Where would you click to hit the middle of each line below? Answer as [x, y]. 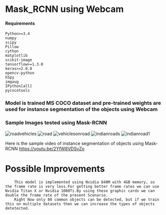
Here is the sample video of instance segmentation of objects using [75, 143]
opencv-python [20, 73]
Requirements [20, 23]
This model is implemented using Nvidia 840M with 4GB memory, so [84, 182]
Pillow [12, 47]
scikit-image [19, 60]
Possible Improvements [55, 169]
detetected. [17, 208]
